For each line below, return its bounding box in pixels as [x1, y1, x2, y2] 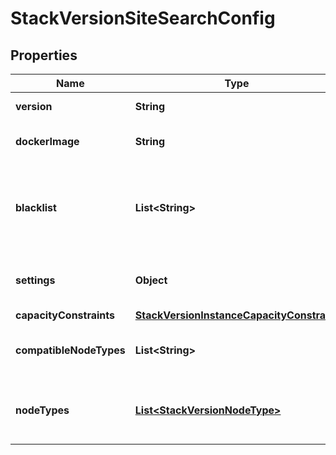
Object [134, 273, 168, 287]
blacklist [15, 201, 57, 214]
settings [15, 273, 56, 287]
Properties [10, 47, 78, 64]
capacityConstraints [15, 308, 115, 322]
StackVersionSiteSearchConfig [10, 7, 276, 30]
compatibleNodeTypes [15, 343, 126, 357]
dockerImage [15, 135, 80, 148]
